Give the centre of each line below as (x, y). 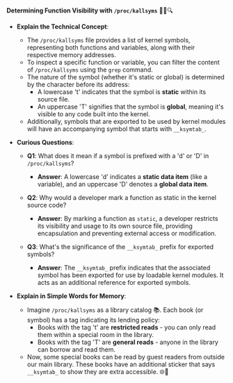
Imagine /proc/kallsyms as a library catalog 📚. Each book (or (115, 310)
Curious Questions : (45, 142)
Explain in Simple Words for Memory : (71, 296)
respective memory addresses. (71, 55)
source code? (47, 205)
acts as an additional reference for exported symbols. (114, 282)
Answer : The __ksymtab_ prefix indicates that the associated (124, 268)
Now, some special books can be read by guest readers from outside (126, 357)
